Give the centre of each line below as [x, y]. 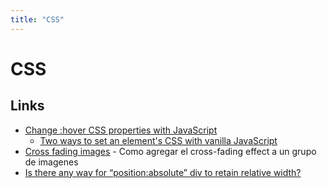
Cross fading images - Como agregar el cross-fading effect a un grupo [170, 151]
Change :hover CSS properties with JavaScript [121, 130]
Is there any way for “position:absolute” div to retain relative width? [163, 172]
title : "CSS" [37, 19]
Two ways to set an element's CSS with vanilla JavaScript [158, 140]
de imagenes [51, 162]
